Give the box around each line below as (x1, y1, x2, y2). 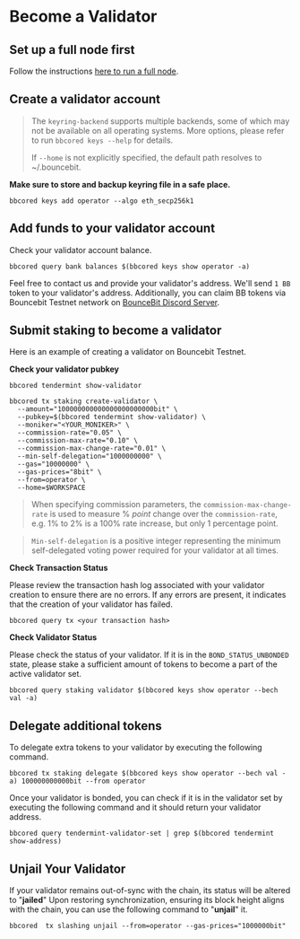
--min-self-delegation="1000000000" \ (17, 452, 163, 461)
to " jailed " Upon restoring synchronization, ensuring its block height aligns (9, 895, 285, 906)
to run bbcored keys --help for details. (30, 135, 174, 145)
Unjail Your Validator (9, 861, 126, 876)
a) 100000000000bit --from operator (9, 777, 146, 786)
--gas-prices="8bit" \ (17, 468, 102, 477)
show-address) (9, 837, 63, 846)
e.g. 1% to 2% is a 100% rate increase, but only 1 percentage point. (30, 518, 279, 529)
